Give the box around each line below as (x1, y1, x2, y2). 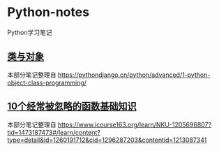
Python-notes (7, 4, 89, 20)
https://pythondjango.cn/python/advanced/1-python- (57, 71, 211, 79)
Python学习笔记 (7, 28, 52, 36)
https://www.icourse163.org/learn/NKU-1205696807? (57, 120, 211, 129)
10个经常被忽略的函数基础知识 (7, 101, 137, 113)
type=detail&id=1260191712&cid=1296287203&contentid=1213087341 (7, 136, 207, 144)
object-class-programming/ (7, 78, 87, 87)
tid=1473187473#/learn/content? (7, 128, 101, 136)
